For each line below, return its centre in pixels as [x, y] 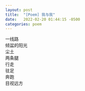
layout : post [19, 10]
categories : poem [24, 24]
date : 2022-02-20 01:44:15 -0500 [43, 19]
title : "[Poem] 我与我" [30, 15]
